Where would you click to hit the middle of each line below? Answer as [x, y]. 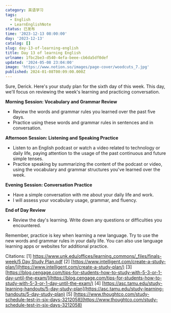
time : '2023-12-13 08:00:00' [36, 34]
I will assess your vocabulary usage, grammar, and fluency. [75, 200]
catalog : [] [18, 43]
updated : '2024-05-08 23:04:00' [40, 62]
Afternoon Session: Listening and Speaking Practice [62, 138]
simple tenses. [28, 159]
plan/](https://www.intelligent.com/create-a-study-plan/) [65, 267]
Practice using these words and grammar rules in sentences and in [83, 122]
